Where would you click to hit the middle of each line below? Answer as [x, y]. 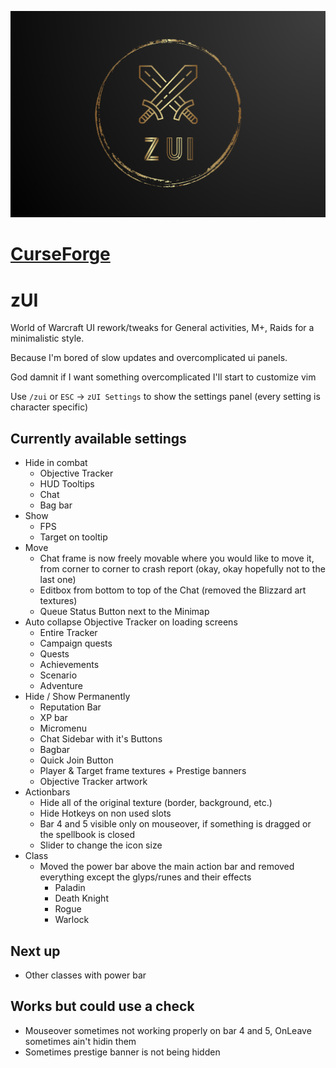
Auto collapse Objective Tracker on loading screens [131, 622]
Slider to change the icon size [101, 845]
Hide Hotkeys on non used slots [105, 813]
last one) [58, 580]
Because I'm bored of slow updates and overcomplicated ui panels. [149, 358]
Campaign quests [76, 643]
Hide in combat [56, 463]
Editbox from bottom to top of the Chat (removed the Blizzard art [173, 590]
